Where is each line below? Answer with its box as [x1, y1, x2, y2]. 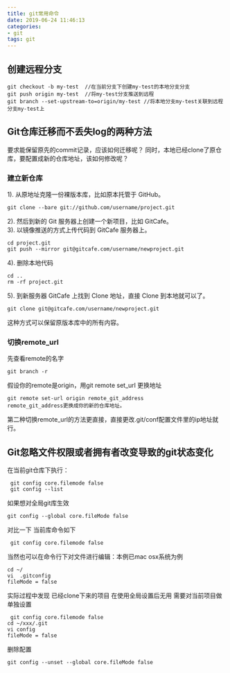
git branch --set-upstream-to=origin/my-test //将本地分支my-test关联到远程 [7, 98, 224, 105]
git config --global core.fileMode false [7, 513, 129, 520]
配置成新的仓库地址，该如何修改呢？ [25, 154, 129, 163]
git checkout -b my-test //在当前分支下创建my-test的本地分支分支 [7, 83, 191, 90]
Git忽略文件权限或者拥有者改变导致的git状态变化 [7, 446, 213, 458]
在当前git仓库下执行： [7, 466, 69, 474]
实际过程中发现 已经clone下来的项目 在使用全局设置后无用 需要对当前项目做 [7, 591, 223, 600]
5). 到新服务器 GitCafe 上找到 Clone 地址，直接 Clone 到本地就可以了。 [7, 291, 209, 300]
